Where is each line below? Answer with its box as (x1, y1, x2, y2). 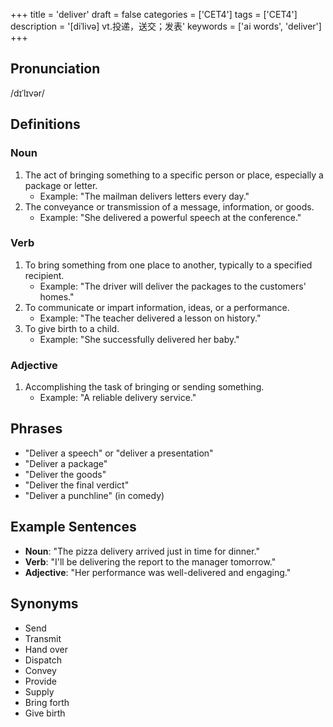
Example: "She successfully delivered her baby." (39, 333, 240, 345)
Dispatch (24, 654, 62, 666)
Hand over (24, 643, 68, 655)
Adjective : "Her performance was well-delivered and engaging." (24, 566, 292, 578)
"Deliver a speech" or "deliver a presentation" (24, 447, 214, 459)
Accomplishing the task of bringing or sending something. (24, 381, 265, 393)
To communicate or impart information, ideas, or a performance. (24, 301, 290, 313)
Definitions (10, 116, 81, 133)
